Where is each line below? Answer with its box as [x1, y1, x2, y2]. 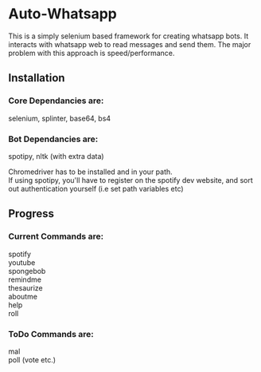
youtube [8, 257, 36, 267]
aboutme [8, 291, 38, 301]
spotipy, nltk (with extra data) [8, 151, 105, 160]
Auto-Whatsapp [8, 5, 117, 23]
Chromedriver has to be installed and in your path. [8, 167, 173, 176]
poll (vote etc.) [8, 354, 56, 364]
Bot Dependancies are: [8, 133, 99, 144]
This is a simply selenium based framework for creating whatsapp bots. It [8, 31, 249, 41]
